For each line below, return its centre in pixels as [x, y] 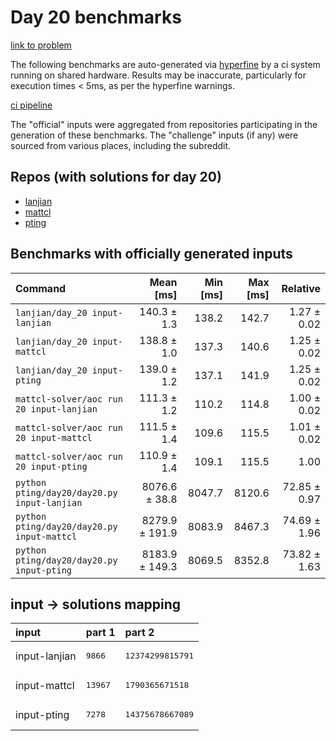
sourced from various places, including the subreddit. [121, 145]
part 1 [100, 633]
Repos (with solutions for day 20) [116, 177]
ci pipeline [31, 105]
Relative [301, 288]
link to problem [41, 45]
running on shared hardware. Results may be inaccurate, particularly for [158, 75]
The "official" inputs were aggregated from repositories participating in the [164, 124]
